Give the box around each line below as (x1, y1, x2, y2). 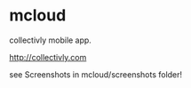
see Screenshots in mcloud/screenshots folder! (9, 68, 183, 80)
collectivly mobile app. (9, 35, 92, 45)
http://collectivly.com (9, 52, 87, 62)
